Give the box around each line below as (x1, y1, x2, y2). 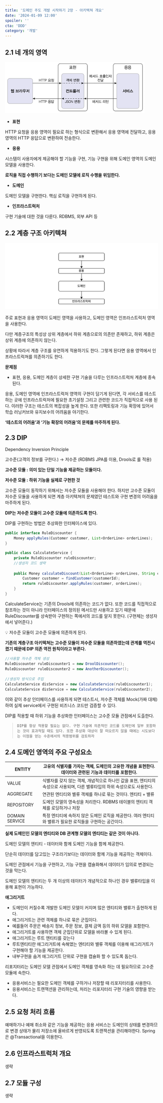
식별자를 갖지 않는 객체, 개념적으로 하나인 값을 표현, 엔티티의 (42, 778, 156, 783)
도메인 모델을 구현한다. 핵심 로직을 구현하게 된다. (5, 193, 97, 199)
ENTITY (15, 766, 31, 772)
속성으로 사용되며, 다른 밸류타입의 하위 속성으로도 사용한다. (42, 783, 154, 789)
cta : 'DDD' (5, 23, 27, 28)
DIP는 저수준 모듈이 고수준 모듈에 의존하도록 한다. (5, 510, 98, 516)
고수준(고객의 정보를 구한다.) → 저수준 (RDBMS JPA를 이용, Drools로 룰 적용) (5, 456, 152, 462)
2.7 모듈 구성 (5, 1079, 42, 1087)
